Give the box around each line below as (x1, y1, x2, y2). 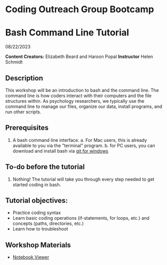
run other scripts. (5, 108, 42, 115)
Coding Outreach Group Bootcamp (5, 4, 154, 15)
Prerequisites (5, 124, 49, 132)
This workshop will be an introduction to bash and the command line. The (5, 87, 159, 93)
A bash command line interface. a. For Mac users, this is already (12, 137, 147, 143)
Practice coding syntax (12, 210, 61, 216)
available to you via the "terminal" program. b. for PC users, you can (12, 142, 155, 149)
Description (5, 74, 43, 82)
